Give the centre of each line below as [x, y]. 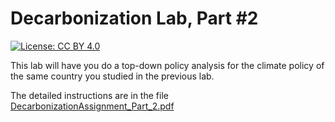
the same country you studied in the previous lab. [112, 76]
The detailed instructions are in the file [89, 95]
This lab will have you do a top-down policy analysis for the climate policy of [167, 65]
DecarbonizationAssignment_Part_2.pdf [92, 106]
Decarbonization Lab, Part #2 [134, 18]
